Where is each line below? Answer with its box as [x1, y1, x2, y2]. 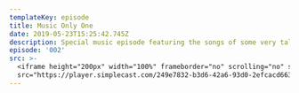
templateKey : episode [9, 12, 90, 22]
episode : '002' [9, 46, 66, 55]
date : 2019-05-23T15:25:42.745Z [9, 29, 129, 38]
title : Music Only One [9, 21, 93, 30]
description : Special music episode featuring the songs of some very [9, 37, 277, 47]
